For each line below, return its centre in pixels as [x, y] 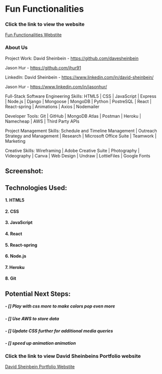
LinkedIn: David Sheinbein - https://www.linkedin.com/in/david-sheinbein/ [79, 77]
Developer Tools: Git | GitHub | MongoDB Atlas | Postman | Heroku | [73, 116]
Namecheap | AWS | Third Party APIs [42, 121]
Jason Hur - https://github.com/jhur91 [43, 67]
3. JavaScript [19, 222]
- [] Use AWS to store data [32, 318]
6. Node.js [16, 256]
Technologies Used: [36, 187]
